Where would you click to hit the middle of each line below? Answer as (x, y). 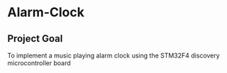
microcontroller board (39, 63)
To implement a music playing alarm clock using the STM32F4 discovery (113, 55)
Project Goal (35, 39)
